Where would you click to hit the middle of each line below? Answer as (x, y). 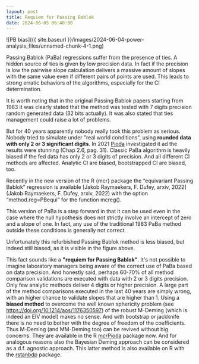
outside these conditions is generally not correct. (66, 231)
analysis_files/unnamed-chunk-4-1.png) (55, 46)
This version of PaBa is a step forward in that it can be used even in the (93, 211)
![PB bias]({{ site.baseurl (36, 40)
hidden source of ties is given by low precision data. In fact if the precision (97, 64)
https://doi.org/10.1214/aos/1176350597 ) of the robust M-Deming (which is (97, 310)
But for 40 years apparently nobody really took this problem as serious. (94, 131)
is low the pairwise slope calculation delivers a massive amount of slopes (96, 70)
